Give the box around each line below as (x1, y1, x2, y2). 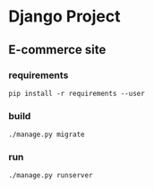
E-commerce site (8, 42, 107, 57)
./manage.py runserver (8, 171, 93, 180)
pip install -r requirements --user (8, 89, 145, 98)
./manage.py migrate (8, 130, 86, 140)
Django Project (8, 6, 122, 27)
